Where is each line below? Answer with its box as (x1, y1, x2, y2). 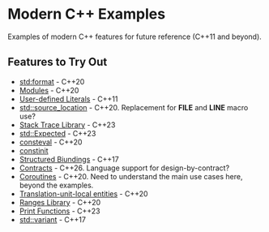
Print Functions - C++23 (19, 206, 100, 216)
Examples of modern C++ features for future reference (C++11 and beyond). (7, 32, 263, 41)
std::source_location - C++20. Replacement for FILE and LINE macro (19, 102, 249, 112)
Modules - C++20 (19, 85, 79, 95)
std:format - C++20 (19, 76, 85, 86)
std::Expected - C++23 (19, 128, 96, 138)
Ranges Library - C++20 (19, 197, 101, 207)
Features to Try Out (7, 55, 108, 69)
